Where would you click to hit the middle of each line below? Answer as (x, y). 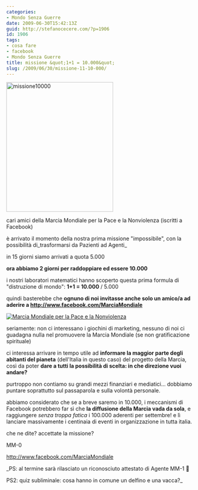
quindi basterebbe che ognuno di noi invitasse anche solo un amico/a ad (98, 298)
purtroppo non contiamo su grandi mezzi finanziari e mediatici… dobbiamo (99, 384)
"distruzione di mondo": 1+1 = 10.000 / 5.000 (63, 287)
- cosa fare (21, 46)
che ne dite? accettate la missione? (50, 434)
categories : (21, 12)
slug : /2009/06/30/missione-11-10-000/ (57, 68)
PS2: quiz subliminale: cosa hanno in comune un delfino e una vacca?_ (94, 480)
